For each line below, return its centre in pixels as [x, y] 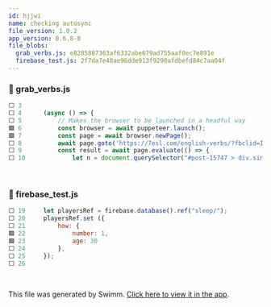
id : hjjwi [25, 16]
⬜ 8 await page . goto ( [62, 143]
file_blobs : [28, 46]
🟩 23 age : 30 [53, 241]
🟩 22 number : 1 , [58, 234]
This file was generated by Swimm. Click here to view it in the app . [119, 294]
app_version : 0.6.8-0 [45, 38]
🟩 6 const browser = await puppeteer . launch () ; [107, 128]
